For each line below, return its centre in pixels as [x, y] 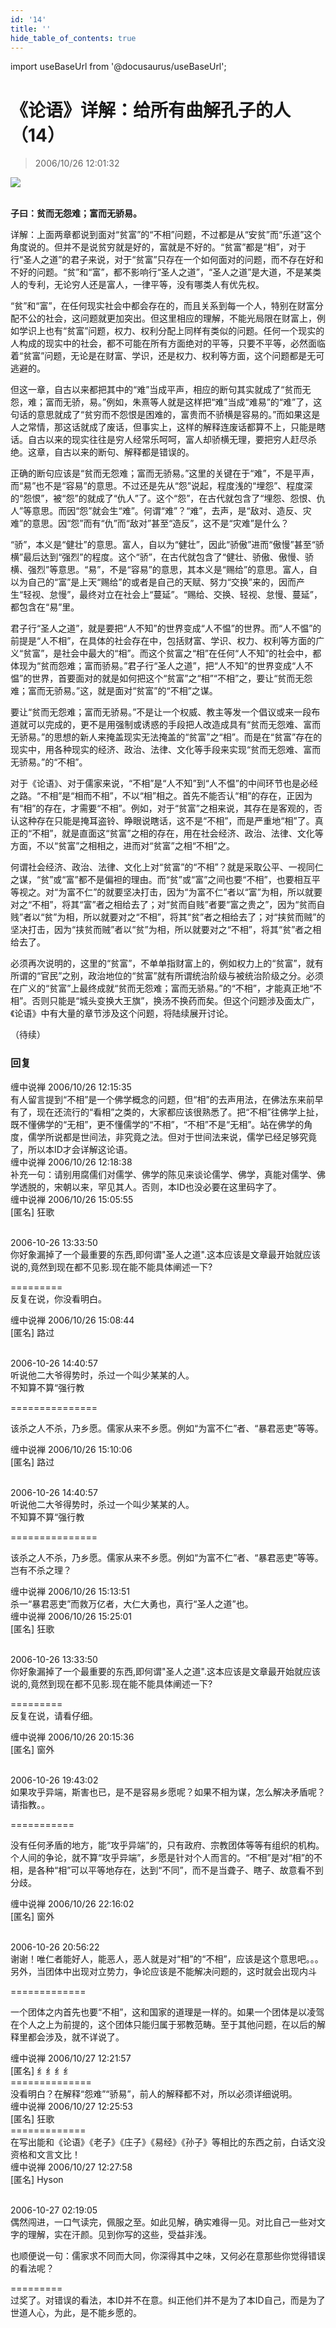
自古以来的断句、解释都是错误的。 [124, 452]
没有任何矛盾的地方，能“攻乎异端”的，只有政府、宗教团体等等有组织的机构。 [167, 1845]
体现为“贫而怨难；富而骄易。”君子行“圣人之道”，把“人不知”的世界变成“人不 [162, 666]
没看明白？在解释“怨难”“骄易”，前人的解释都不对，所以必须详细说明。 [154, 2093]
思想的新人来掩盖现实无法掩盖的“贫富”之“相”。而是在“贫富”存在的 [188, 737]
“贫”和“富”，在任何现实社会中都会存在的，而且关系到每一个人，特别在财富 [162, 306]
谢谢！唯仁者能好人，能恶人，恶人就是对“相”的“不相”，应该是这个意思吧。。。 [167, 1958]
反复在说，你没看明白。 [58, 1298]
